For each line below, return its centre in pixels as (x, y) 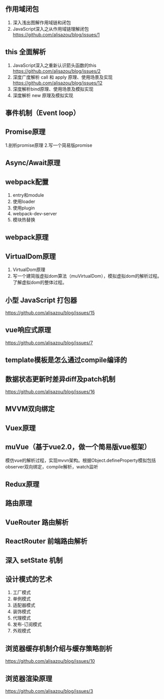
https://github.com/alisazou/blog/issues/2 (57, 71)
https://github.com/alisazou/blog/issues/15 (50, 313)
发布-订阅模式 (27, 624)
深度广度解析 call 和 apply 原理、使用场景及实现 (63, 77)
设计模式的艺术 (29, 579)
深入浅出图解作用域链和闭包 (42, 22)
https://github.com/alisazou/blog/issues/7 (49, 343)
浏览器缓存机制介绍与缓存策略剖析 (59, 648)
